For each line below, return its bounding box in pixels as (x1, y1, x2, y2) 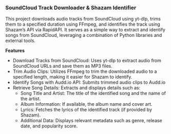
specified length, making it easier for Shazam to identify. (12, 74, 132, 80)
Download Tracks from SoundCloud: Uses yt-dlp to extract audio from (12, 58, 162, 64)
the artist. (20, 95, 41, 102)
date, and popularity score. (20, 123, 78, 129)
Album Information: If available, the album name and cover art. (20, 101, 153, 107)
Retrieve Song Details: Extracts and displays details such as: (12, 85, 140, 91)
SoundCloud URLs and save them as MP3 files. (12, 63, 113, 69)
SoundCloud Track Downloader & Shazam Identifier (5, 4, 137, 11)
